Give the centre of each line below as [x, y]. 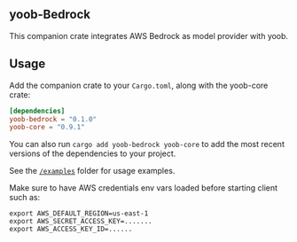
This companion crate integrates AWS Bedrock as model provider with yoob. [149, 35]
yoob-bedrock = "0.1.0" [53, 119]
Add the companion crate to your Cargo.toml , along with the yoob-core [139, 85]
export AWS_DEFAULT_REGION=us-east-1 [79, 214]
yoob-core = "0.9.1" [47, 128]
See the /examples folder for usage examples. [92, 171]
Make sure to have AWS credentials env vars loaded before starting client [143, 188]
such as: [25, 198]
